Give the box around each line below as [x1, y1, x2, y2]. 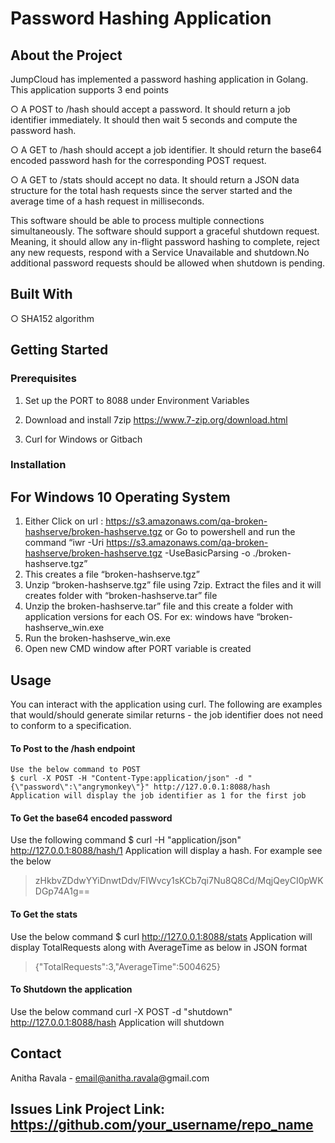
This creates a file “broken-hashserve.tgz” [24, 568, 200, 581]
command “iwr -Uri [24, 537, 105, 549]
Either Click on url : [24, 515, 104, 527]
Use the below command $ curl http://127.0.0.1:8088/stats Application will [10, 930, 313, 942]
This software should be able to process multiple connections [10, 215, 265, 226]
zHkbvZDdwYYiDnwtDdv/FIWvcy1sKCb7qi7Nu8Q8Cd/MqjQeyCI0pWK [34, 875, 324, 887]
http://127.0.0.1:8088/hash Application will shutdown [10, 1016, 225, 1028]
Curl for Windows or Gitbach [24, 433, 143, 445]
